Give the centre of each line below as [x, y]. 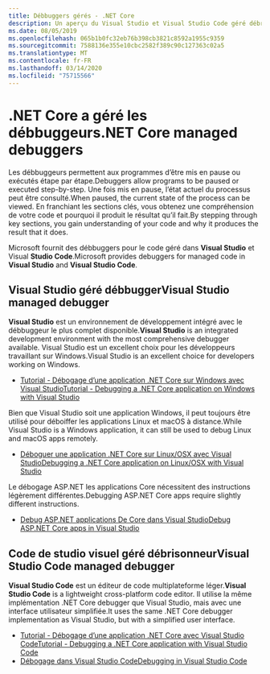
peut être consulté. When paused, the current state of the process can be [129, 197]
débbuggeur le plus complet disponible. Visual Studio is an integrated [123, 330]
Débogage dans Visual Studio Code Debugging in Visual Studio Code [133, 661]
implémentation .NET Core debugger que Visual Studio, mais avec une [125, 603]
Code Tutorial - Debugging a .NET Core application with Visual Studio [133, 644]
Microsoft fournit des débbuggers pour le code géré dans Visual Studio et [131, 247]
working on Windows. [44, 365]
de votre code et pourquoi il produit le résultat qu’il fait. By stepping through [133, 215]
